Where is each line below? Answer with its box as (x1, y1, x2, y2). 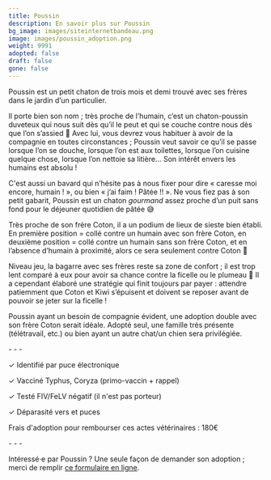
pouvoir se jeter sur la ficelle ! (8, 295, 108, 305)
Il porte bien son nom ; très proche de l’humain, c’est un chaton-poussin (8, 111, 248, 121)
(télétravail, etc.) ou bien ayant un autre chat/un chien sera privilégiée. (8, 329, 243, 338)
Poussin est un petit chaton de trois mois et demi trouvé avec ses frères (8, 87, 248, 96)
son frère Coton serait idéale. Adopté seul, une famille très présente (8, 320, 235, 329)
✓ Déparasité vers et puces (8, 406, 101, 417)
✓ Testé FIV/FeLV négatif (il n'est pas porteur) (8, 391, 162, 401)
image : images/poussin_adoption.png (8, 34, 132, 43)
